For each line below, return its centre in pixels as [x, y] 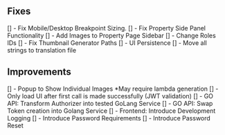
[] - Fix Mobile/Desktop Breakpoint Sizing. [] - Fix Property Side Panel [107, 28]
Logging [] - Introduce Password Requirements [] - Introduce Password [109, 118]
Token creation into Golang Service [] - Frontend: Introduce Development [111, 111]
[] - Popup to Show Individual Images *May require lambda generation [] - [113, 89]
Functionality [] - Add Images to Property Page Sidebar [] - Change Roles [111, 35]
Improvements [39, 72]
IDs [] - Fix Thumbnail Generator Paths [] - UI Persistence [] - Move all [107, 43]
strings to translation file [42, 50]
